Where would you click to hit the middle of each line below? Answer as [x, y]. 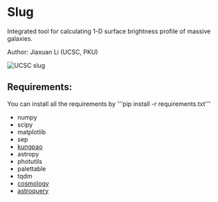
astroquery [33, 190]
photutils [30, 161]
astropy [28, 154]
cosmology [33, 183]
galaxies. [20, 38]
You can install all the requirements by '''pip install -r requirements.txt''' [109, 104]
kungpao [30, 147]
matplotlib [31, 131]
